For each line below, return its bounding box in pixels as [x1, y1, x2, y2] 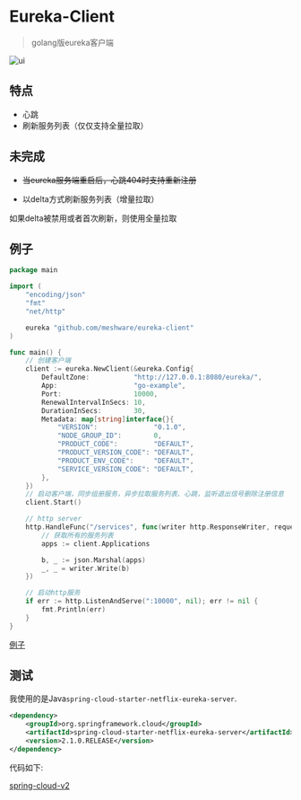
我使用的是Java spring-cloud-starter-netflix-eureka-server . [9, 693, 237, 704]
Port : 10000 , [41, 389, 159, 399]
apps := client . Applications [41, 539, 150, 549]
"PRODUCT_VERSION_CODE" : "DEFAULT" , [56, 448, 194, 457]
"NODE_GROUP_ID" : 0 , [56, 431, 163, 441]
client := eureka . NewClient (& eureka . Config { [25, 365, 194, 374]
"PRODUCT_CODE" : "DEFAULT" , [56, 440, 194, 449]
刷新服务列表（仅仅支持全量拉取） [21, 119, 149, 131]
